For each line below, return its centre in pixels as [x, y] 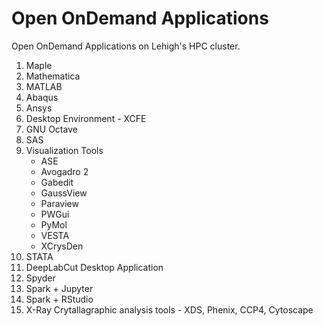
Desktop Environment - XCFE [86, 118]
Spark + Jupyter [59, 288]
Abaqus [42, 97]
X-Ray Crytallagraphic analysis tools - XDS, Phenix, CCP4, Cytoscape [169, 309]
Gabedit [57, 182]
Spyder [40, 278]
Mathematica [53, 76]
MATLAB [44, 86]
